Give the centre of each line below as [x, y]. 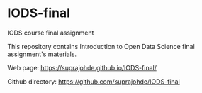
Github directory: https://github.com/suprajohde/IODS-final [94, 81]
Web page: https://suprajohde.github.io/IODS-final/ [82, 67]
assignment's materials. [42, 54]
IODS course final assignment [51, 33]
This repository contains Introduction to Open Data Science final [101, 46]
